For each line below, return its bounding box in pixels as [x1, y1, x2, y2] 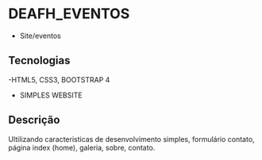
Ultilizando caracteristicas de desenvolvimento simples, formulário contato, [8, 134, 256, 143]
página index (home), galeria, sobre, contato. [8, 143, 156, 152]
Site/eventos [19, 31, 61, 40]
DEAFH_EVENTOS [8, 5, 130, 23]
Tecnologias [8, 54, 71, 67]
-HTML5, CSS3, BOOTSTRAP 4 [8, 74, 110, 84]
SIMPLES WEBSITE [19, 90, 83, 100]
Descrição [8, 113, 60, 127]
